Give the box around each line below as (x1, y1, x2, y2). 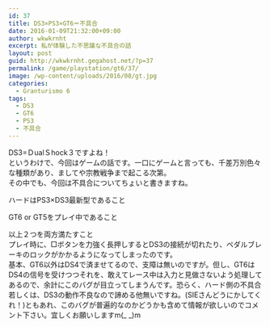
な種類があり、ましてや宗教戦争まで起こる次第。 (8, 167, 171, 178)
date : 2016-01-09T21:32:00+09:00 (8, 27, 121, 35)
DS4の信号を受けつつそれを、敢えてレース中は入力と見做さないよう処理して (8, 270, 263, 279)
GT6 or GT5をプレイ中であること (8, 212, 119, 222)
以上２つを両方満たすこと (8, 229, 94, 239)
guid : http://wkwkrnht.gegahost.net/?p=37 (8, 57, 154, 65)
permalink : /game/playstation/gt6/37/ (8, 65, 139, 73)
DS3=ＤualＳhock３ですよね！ (8, 147, 111, 157)
